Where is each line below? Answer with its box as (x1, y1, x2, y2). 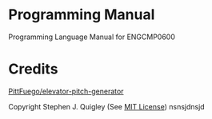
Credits (8, 60, 58, 78)
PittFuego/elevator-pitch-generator (8, 86, 124, 96)
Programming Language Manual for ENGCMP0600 (8, 32, 176, 42)
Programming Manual (8, 6, 155, 24)
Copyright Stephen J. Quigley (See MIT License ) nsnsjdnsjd (8, 101, 206, 111)
